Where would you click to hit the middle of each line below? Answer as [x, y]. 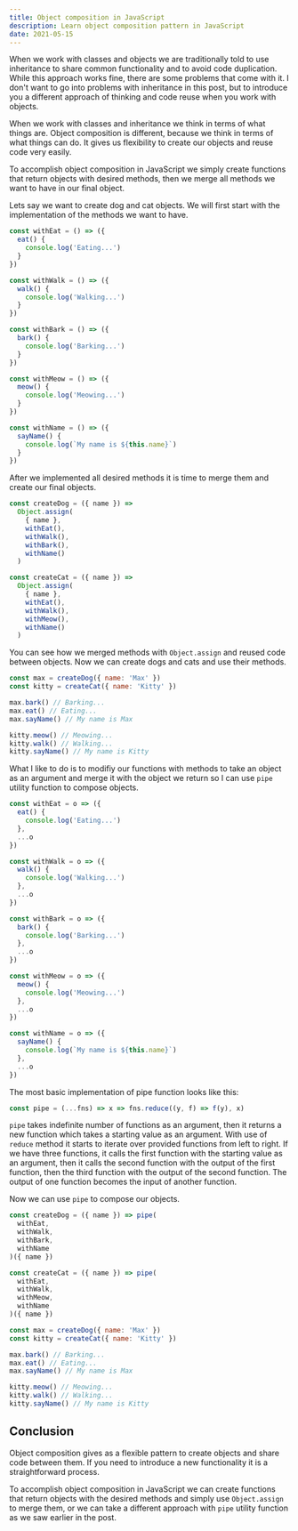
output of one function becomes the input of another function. [123, 1182]
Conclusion [42, 1432]
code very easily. [40, 152]
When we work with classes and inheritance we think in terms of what [137, 124]
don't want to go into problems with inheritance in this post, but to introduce [149, 88]
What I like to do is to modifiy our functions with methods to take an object [145, 769]
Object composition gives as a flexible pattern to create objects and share [145, 1453]
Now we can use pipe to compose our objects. [95, 1199]
